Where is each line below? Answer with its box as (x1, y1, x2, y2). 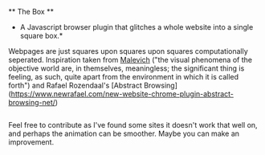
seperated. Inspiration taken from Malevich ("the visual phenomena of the (8, 55, 253, 64)
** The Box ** (8, 7, 55, 16)
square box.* (19, 31, 63, 40)
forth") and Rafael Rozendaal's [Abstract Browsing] (8, 80, 178, 90)
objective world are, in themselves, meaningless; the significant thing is (8, 63, 245, 73)
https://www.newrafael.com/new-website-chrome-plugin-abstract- (10, 89, 234, 99)
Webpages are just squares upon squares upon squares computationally (8, 47, 249, 55)
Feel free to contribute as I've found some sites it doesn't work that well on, (8, 120, 259, 129)
